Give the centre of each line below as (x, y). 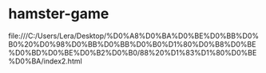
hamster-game (59, 14)
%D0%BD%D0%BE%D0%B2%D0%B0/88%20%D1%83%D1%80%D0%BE (133, 52)
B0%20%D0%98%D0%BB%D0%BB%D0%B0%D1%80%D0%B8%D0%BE (132, 44)
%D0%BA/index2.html (45, 61)
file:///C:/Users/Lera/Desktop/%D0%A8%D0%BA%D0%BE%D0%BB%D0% (134, 36)
